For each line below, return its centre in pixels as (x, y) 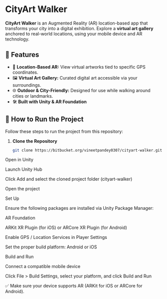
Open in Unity (19, 160)
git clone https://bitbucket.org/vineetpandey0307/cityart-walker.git (87, 150)
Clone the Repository (35, 141)
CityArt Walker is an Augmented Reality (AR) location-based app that (77, 23)
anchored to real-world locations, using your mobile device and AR (74, 34)
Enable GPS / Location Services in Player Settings (56, 237)
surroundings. (27, 85)
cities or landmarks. (33, 96)
